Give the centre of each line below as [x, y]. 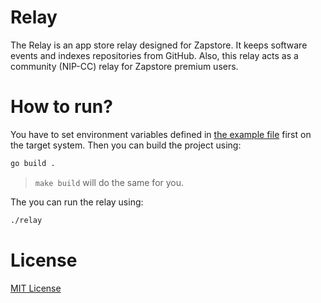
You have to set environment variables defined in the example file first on [161, 134]
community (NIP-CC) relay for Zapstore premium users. [124, 66]
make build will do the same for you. [109, 182]
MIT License [36, 288]
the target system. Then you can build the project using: [126, 145]
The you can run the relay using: [77, 202]
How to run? [61, 107]
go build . [33, 163]
